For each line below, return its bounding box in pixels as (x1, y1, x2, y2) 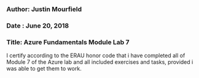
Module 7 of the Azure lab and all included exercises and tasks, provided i (6, 58, 193, 66)
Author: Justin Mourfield (6, 5, 82, 14)
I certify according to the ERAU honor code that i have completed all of (6, 52, 185, 60)
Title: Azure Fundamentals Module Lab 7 (6, 37, 130, 46)
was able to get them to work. (6, 65, 82, 72)
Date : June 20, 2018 (6, 21, 69, 29)
